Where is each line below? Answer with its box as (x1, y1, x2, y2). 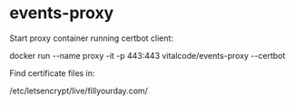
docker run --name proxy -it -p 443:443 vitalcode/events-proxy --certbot (9, 50, 286, 61)
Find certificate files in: (9, 67, 95, 79)
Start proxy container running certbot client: (9, 33, 174, 43)
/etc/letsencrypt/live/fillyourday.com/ (9, 85, 148, 96)
